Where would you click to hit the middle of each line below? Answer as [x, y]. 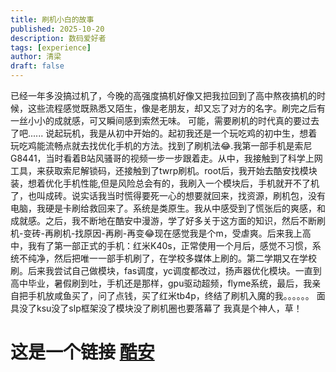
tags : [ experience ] [51, 47]
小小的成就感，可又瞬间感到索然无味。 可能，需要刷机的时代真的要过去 [173, 120]
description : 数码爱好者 [58, 38]
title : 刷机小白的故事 [52, 19]
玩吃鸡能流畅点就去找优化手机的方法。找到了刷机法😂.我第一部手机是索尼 [161, 145]
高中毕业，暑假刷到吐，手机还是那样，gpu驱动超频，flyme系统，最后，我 [161, 283]
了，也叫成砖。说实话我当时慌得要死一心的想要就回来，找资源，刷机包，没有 [168, 195]
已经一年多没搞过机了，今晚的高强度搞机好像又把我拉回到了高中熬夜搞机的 [163, 95]
